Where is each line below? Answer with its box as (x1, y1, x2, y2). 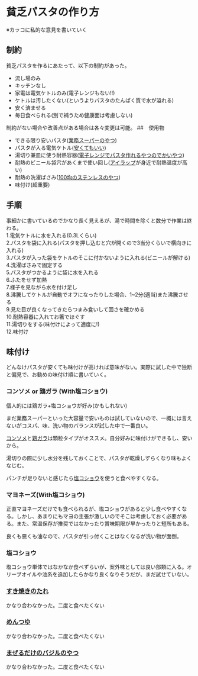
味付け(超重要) (14, 181, 50, 188)
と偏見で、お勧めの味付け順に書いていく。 (6, 371, 110, 378)
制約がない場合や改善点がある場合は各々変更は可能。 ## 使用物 (6, 124, 164, 131)
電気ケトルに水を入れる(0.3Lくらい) (9, 231, 97, 239)
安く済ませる (14, 104, 46, 111)
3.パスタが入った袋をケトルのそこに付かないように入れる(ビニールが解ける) (6, 254, 191, 261)
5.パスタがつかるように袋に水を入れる (6, 269, 99, 276)
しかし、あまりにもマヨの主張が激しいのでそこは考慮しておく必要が (16, 513, 182, 520)
